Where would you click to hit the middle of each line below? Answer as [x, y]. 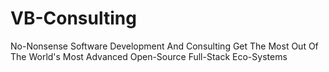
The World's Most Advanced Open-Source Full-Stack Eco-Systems [149, 56]
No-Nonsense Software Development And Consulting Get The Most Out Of [164, 46]
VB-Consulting [73, 18]
